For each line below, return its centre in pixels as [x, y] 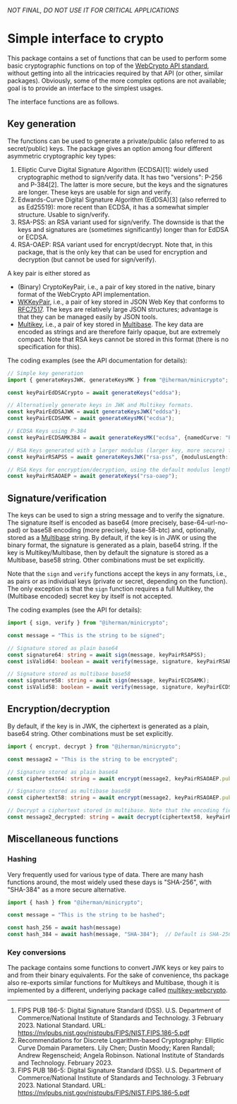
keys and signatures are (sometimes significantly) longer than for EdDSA [123, 229]
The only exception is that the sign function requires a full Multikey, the [110, 589]
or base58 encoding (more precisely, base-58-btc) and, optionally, [119, 530]
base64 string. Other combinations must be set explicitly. [90, 733]
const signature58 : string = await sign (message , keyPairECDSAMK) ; [109, 681]
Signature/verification [57, 498]
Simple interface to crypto [86, 39]
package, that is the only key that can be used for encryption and [113, 252]
